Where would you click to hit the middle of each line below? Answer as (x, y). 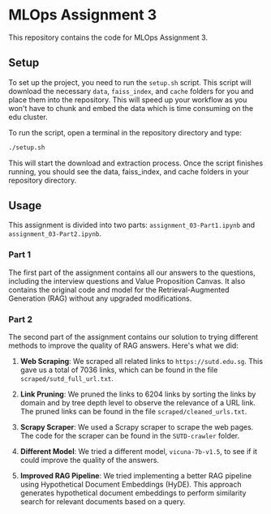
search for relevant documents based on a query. (103, 502)
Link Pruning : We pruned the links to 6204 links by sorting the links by (138, 394)
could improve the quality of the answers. (90, 460)
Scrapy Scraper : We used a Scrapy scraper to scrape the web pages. (137, 427)
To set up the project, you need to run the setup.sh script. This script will (130, 82)
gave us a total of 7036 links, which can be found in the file (119, 370)
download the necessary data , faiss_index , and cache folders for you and (131, 91)
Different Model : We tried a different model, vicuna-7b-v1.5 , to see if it (139, 452)
